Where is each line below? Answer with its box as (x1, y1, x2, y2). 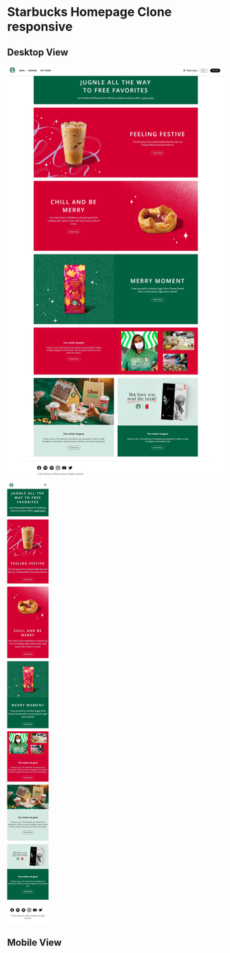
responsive (7, 19, 73, 35)
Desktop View (7, 46, 69, 58)
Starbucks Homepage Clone (7, 4, 172, 20)
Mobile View (7, 936, 62, 948)
